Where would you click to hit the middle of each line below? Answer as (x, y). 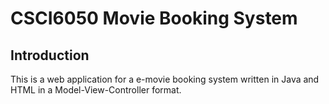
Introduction (50, 55)
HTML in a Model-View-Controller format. (96, 90)
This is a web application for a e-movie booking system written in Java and (165, 79)
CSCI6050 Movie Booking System (154, 18)
